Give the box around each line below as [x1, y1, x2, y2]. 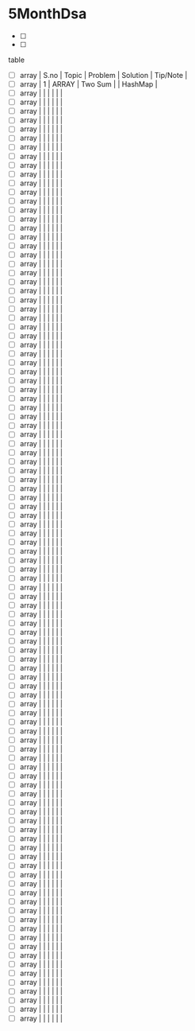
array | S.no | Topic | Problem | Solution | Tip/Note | [19, 70, 188, 80]
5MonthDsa [8, 5, 87, 23]
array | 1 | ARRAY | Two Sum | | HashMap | [19, 80, 158, 88]
